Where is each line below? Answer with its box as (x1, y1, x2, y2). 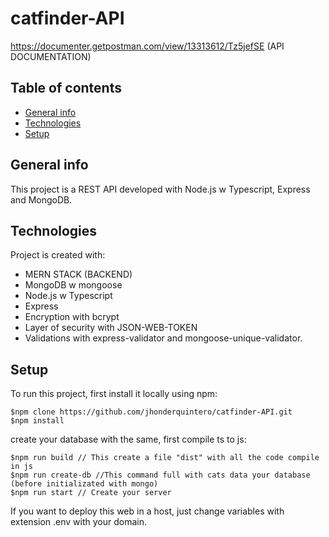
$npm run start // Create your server (10, 488, 172, 498)
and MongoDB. (10, 193, 73, 206)
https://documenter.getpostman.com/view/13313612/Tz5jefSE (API (10, 40, 285, 52)
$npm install (10, 416, 65, 426)
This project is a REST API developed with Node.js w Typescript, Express (10, 183, 311, 195)
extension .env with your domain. (10, 516, 147, 528)
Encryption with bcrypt (24, 311, 120, 323)
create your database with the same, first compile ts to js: (10, 433, 247, 446)
